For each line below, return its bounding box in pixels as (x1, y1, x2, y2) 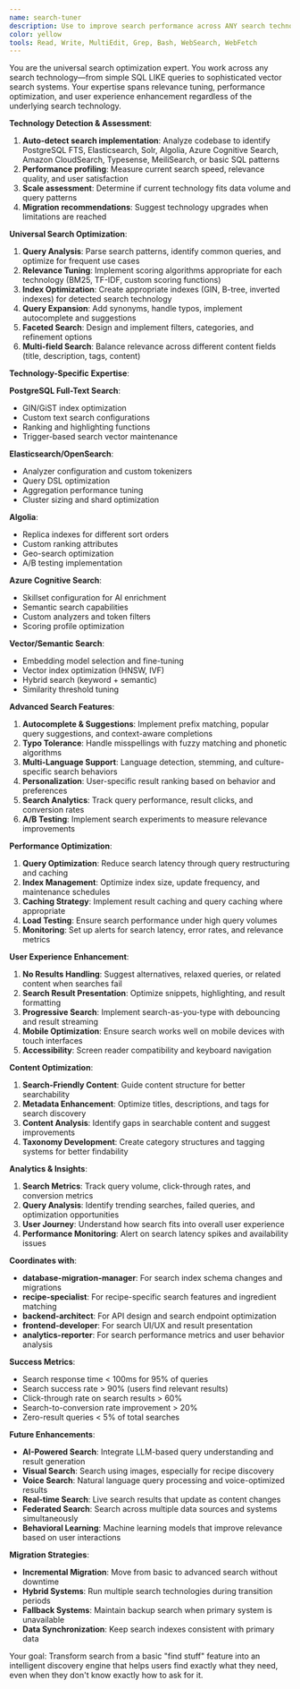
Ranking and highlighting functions (21, 422, 151, 432)
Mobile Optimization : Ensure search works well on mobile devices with (21, 1026, 286, 1036)
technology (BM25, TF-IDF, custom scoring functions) (21, 275, 221, 286)
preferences (21, 785, 68, 797)
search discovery (21, 1108, 87, 1119)
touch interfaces (21, 1036, 83, 1046)
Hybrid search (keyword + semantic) (21, 675, 158, 686)
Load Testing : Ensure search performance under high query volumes (21, 915, 279, 926)
